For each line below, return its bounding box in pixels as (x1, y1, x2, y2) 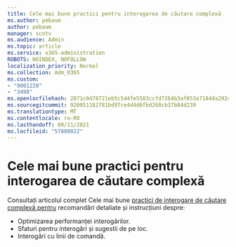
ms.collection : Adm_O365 (7, 69, 80, 76)
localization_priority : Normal (7, 62, 99, 69)
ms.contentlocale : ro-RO (7, 114, 80, 121)
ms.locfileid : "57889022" (7, 128, 83, 135)
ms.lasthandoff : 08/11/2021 (7, 121, 90, 128)
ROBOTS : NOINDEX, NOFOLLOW (7, 56, 86, 63)
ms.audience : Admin (7, 36, 65, 44)
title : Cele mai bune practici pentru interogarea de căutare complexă (7, 10, 221, 18)
